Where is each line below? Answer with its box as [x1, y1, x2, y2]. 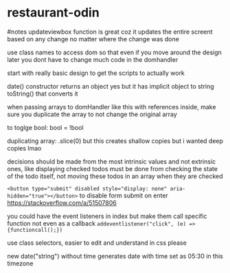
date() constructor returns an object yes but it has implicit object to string [7, 82, 214, 90]
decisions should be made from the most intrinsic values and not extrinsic [7, 157, 216, 166]
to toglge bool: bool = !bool [7, 123, 84, 131]
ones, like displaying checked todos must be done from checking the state [7, 164, 218, 173]
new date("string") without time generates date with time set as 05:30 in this [7, 252, 223, 260]
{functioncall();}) [7, 226, 63, 233]
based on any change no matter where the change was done [7, 34, 180, 43]
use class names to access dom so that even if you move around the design [7, 48, 222, 56]
